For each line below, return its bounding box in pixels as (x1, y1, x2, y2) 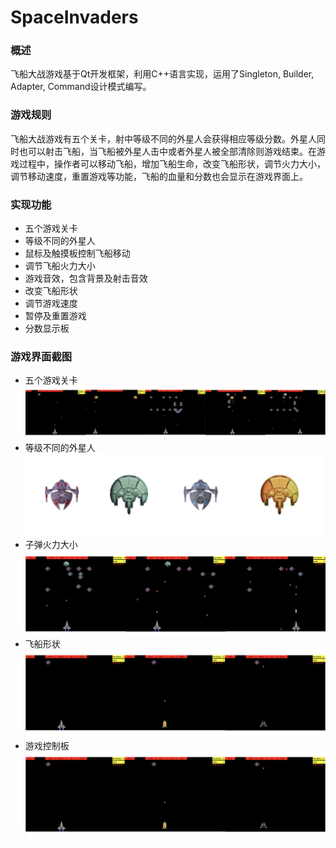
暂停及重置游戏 (24, 310, 87, 322)
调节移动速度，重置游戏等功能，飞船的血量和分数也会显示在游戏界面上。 (10, 170, 308, 182)
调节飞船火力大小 (24, 260, 96, 272)
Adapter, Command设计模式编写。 (10, 81, 152, 93)
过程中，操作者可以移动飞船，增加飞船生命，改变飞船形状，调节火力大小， (18, 157, 326, 170)
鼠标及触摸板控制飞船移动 (24, 247, 131, 260)
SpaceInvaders (10, 6, 139, 29)
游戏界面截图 (10, 350, 73, 363)
